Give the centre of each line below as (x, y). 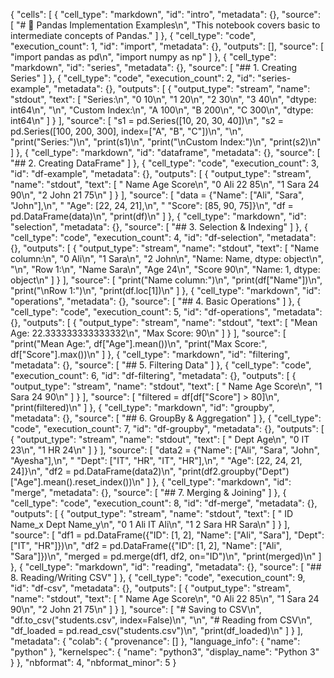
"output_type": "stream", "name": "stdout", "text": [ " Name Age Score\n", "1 (166, 386)
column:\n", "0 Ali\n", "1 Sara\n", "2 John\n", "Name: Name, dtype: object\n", (167, 258)
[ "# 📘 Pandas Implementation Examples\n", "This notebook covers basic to (165, 25)
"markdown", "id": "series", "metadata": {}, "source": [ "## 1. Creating (154, 67)
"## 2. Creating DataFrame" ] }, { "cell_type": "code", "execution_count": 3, (165, 163)
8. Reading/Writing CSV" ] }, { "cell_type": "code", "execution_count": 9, (158, 577)
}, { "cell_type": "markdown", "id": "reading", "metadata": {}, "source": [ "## (166, 567)
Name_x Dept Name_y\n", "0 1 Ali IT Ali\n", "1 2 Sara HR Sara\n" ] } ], (150, 524)
